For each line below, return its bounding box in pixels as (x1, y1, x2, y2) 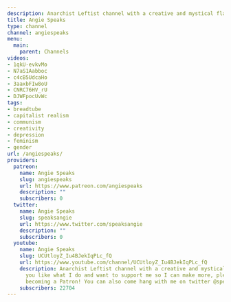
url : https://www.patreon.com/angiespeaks (19, 183, 143, 189)
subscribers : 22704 (19, 284, 76, 292)
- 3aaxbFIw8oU (7, 80, 48, 87)
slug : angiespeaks (19, 176, 72, 183)
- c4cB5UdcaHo (7, 73, 48, 81)
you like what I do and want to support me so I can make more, (25, 272, 214, 279)
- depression (7, 131, 45, 138)
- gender (7, 144, 32, 151)
